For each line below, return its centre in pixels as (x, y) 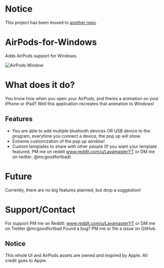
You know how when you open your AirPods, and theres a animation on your (82, 98)
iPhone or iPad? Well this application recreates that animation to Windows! (80, 103)
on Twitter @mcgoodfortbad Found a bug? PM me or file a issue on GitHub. (81, 228)
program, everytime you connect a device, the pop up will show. (77, 136)
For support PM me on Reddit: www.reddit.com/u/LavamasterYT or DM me (80, 223)
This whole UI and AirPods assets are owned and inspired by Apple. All (76, 255)
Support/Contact (40, 210)
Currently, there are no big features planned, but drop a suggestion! (73, 190)
